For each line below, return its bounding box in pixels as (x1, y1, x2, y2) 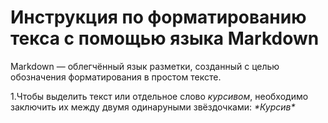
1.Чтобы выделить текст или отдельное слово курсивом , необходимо (10, 90, 309, 102)
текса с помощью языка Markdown (10, 27, 320, 50)
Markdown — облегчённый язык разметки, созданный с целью (10, 60, 280, 72)
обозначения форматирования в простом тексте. (10, 71, 222, 83)
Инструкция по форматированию (10, 6, 307, 29)
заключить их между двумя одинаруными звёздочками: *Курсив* (10, 101, 296, 113)
